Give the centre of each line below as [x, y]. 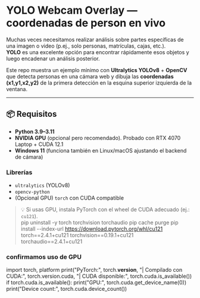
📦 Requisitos [32, 114]
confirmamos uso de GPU [44, 257]
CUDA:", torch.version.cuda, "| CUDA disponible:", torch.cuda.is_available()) [99, 276]
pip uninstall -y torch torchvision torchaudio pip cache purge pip [99, 223]
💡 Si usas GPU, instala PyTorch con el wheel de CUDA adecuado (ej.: [105, 210]
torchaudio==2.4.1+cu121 [51, 241]
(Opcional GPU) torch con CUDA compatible [69, 198]
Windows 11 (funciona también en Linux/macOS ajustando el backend [101, 150]
